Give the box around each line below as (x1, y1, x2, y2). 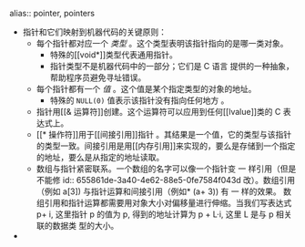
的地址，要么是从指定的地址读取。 (36, 152, 165, 162)
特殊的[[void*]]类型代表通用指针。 (49, 49, 178, 60)
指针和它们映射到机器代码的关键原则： (22, 26, 167, 37)
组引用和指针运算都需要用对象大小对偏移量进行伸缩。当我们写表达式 (36, 198, 292, 208)
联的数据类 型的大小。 (36, 221, 119, 231)
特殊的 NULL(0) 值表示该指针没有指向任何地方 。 (49, 95, 229, 106)
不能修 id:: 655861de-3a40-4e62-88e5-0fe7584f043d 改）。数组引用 (36, 175, 296, 185)
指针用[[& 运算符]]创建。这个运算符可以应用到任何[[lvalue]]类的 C (36, 107, 281, 117)
